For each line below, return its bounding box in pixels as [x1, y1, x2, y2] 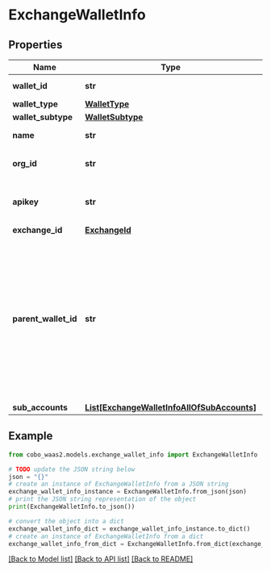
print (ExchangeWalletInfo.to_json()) [8, 502, 135, 511]
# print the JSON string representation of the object [8, 495, 197, 503]
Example [8, 429, 53, 443]
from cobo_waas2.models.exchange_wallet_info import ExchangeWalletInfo [8, 450, 258, 459]
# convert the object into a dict [8, 517, 125, 525]
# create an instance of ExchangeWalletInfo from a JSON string [8, 480, 229, 489]
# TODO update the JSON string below [8, 465, 135, 473]
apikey [12, 196, 39, 207]
